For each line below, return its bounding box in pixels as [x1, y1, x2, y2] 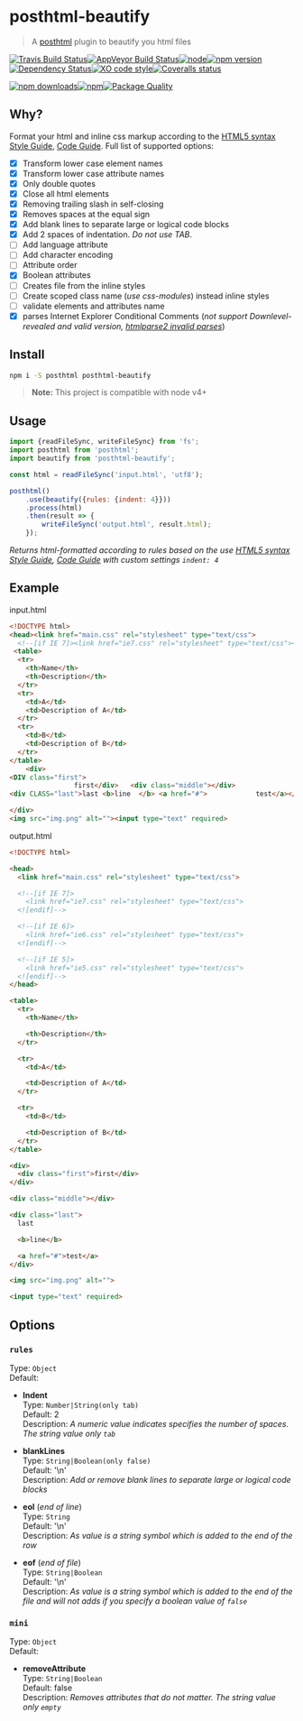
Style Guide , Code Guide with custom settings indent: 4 [9, 555, 219, 565]
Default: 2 [22, 1409, 60, 1420]
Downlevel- [249, 310, 292, 321]
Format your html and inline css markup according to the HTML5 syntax [9, 131, 277, 142]
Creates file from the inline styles [22, 280, 146, 290]
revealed [22, 320, 56, 331]
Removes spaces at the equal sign [22, 209, 151, 220]
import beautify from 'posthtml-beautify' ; [9, 454, 176, 463]
